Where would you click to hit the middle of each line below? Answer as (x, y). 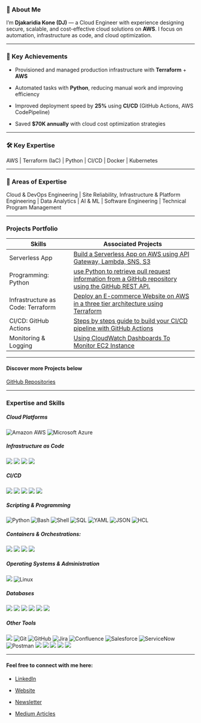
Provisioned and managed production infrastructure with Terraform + (100, 70)
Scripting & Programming (38, 505)
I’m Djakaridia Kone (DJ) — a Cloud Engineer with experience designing (95, 23)
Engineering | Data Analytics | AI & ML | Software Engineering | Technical (96, 201)
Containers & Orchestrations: (44, 534)
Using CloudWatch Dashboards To (122, 338)
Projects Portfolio (32, 229)
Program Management (34, 208)
